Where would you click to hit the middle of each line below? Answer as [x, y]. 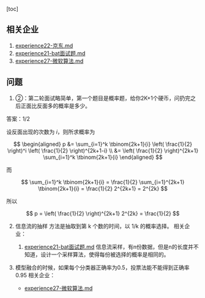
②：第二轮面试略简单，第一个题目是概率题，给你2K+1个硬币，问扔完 [103, 98]
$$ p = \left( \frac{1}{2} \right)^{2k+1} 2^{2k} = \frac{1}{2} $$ [103, 213]
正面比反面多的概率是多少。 [55, 105]
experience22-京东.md [44, 45]
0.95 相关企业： [35, 275]
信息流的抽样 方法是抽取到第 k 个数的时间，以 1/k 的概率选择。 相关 [100, 226]
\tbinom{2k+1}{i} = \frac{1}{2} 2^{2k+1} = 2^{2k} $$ [103, 188]
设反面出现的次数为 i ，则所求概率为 [51, 132]
